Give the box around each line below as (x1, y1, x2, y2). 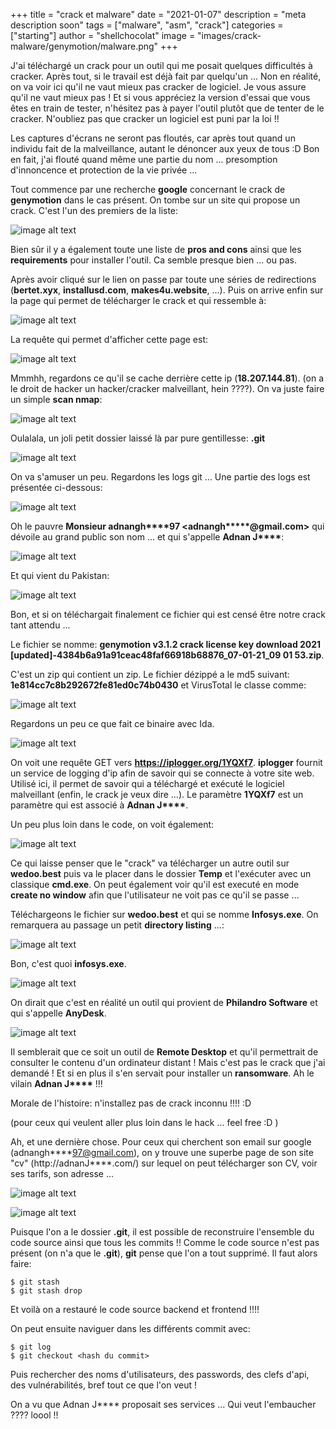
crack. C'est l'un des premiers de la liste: (10, 205, 179, 216)
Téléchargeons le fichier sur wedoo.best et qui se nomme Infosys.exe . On (10, 909, 319, 920)
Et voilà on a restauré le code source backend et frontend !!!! (10, 1304, 260, 1315)
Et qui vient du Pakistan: (10, 570, 110, 581)
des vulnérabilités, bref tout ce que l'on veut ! (10, 1379, 198, 1391)
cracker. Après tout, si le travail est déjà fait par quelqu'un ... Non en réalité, (10, 70, 322, 82)
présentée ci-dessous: (10, 482, 103, 493)
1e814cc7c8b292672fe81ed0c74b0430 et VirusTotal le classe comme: (10, 679, 307, 691)
